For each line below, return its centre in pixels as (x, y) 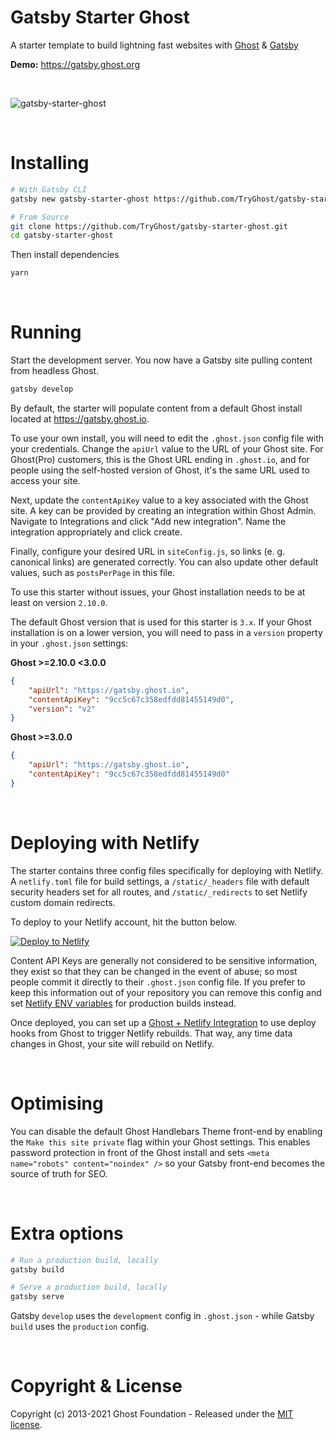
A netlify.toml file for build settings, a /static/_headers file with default (160, 881)
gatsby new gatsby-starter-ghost (80, 199)
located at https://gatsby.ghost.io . (80, 418)
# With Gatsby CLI (48, 189)
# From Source (40, 217)
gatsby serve (37, 1297)
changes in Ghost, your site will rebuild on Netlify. (112, 1043)
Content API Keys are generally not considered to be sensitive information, (164, 960)
